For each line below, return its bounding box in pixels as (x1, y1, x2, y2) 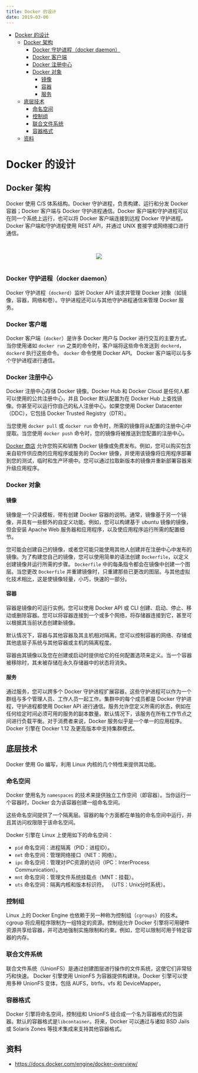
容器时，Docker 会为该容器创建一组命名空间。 (11, 799, 124, 806)
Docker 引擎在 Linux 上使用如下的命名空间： (6, 832, 114, 839)
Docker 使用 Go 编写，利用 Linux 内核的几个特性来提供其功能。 (6, 761, 160, 768)
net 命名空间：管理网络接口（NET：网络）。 (14, 852, 120, 859)
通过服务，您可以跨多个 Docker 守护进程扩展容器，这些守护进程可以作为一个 (6, 688, 192, 695)
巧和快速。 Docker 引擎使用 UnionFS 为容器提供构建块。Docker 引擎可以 (6, 972, 183, 979)
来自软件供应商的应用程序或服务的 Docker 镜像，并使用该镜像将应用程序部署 (6, 450, 192, 457)
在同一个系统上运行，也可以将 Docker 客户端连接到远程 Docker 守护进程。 (6, 214, 187, 222)
